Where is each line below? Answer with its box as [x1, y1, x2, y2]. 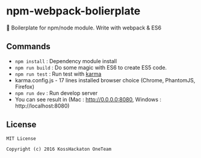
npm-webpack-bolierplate [6, 4, 141, 18]
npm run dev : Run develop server [14, 89, 98, 97]
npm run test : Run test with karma [14, 70, 102, 77]
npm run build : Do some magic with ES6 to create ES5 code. [14, 64, 167, 71]
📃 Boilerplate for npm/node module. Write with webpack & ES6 [6, 24, 161, 31]
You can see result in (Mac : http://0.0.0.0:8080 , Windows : [14, 96, 161, 103]
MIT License [6, 135, 36, 142]
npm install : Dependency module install [14, 57, 117, 64]
